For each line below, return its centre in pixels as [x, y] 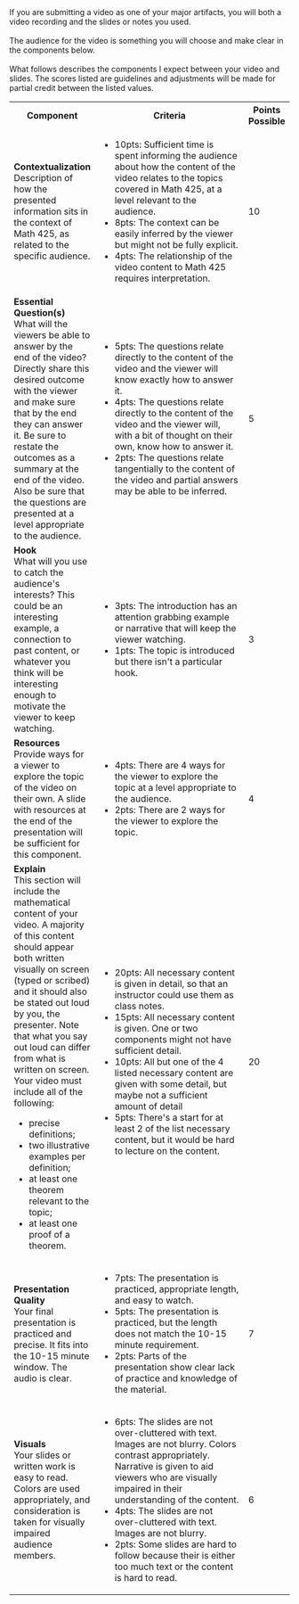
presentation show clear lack [175, 1367]
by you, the [37, 1014]
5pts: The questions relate [169, 346]
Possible [267, 121]
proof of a [49, 1234]
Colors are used [47, 1489]
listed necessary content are [174, 1073]
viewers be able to [52, 335]
